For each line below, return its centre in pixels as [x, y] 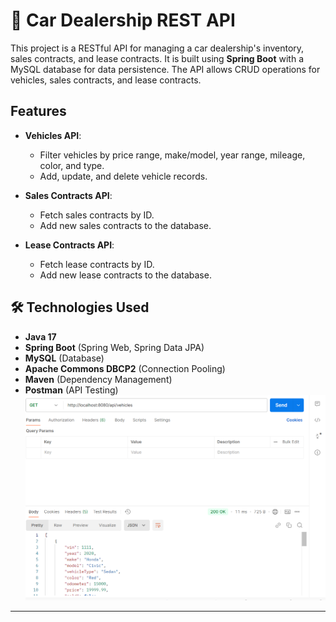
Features [38, 111]
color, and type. [72, 165]
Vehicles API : [53, 135]
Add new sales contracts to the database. [125, 225]
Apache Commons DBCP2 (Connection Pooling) [125, 368]
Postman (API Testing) [71, 390]
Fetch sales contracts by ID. [97, 215]
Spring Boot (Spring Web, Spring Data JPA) [114, 347]
